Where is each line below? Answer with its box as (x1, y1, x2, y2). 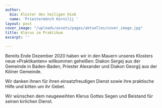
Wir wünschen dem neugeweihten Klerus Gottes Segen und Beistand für (5, 93, 153, 99)
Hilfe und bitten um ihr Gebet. (5, 83, 65, 89)
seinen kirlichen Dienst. (5, 98, 53, 104)
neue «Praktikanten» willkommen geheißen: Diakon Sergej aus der (5, 58, 141, 64)
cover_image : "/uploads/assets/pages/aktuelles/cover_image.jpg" (5, 26, 143, 31)
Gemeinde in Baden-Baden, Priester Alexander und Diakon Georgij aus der (5, 63, 158, 69)
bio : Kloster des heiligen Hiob (9, 12, 77, 17)
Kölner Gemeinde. (5, 68, 42, 74)
